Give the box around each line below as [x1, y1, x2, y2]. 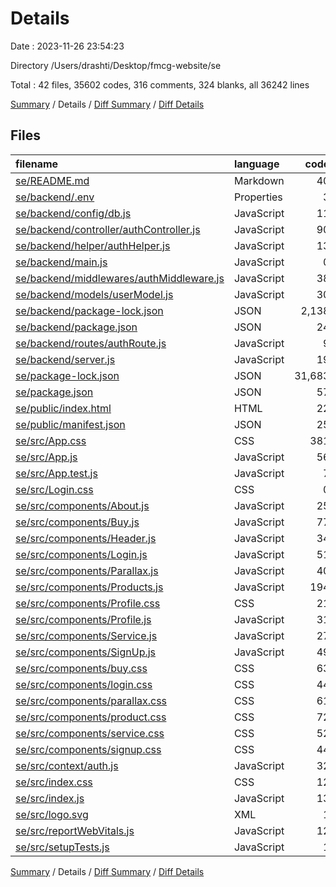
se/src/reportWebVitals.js [15, 823, 135, 837]
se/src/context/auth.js [15, 758, 119, 772]
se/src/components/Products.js [15, 580, 164, 594]
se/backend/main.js [15, 255, 108, 269]
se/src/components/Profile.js [15, 612, 152, 626]
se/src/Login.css [15, 482, 94, 496]
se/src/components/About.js [15, 498, 150, 512]
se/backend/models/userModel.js [15, 287, 174, 301]
